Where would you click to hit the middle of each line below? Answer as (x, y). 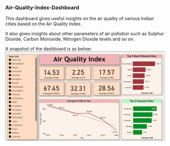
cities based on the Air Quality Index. (44, 24)
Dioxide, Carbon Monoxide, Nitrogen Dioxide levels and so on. (70, 39)
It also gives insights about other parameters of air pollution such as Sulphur (85, 34)
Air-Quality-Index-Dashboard (42, 8)
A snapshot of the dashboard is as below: (49, 49)
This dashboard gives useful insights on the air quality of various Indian (80, 19)
